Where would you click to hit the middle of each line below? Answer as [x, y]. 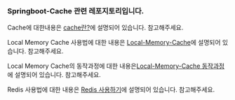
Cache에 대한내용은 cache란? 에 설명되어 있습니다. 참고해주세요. [95, 28]
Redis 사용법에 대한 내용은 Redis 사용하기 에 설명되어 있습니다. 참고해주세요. [111, 90]
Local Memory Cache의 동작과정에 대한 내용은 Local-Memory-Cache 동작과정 [116, 66]
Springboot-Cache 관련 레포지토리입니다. [76, 10]
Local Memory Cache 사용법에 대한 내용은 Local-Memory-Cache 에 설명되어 [114, 43]
